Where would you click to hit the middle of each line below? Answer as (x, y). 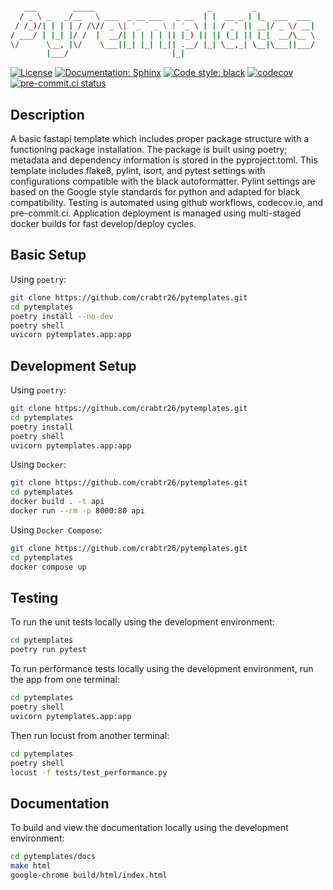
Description (47, 114)
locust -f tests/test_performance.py (89, 772)
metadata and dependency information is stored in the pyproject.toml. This (164, 160)
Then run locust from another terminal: (90, 735)
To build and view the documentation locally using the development (149, 828)
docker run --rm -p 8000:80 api (77, 511)
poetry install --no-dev (62, 316)
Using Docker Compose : (56, 530)
